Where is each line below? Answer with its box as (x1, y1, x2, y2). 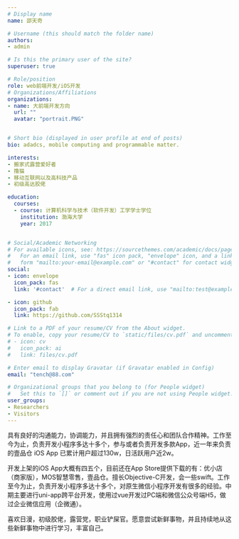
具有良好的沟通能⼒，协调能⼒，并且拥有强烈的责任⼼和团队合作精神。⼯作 (7, 430, 225, 439)
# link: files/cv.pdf (7, 351, 78, 358)
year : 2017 (20, 220, 53, 227)
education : (7, 193, 40, 201)
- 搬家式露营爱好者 (7, 161, 57, 168)
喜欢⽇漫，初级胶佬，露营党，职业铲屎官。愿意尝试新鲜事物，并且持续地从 (7, 515, 225, 523)
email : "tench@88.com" (7, 371, 75, 378)
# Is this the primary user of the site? (7, 56, 132, 64)
